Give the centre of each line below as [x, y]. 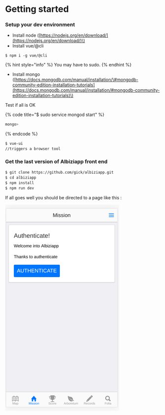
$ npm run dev [20, 188]
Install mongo [26, 74]
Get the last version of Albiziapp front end [56, 162]
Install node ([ [26, 35]
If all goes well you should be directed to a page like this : [63, 197]
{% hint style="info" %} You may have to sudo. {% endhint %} [68, 65]
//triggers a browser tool [33, 149]
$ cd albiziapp [21, 178]
